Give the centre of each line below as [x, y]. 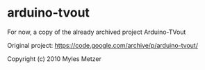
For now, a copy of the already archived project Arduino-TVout [97, 32]
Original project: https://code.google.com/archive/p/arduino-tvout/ [102, 45]
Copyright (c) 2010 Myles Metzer [55, 59]
